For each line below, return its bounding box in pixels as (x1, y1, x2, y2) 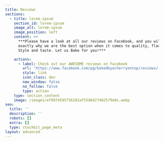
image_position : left (14, 30, 58, 35)
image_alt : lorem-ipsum (14, 25, 62, 30)
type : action (22, 88, 49, 93)
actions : (14, 57, 32, 61)
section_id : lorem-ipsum (14, 20, 64, 26)
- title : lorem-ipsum (9, 16, 54, 21)
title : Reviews (5, 7, 36, 12)
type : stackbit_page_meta (9, 125, 62, 130)
